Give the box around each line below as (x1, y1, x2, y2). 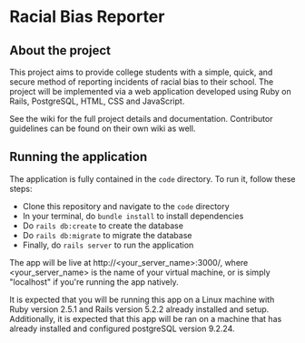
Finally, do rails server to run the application (22, 239, 194, 250)
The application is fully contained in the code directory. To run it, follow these (9, 173, 296, 184)
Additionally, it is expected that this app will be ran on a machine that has (9, 313, 282, 324)
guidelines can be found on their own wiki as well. (9, 123, 196, 134)
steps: (9, 183, 33, 194)
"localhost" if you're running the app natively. (9, 276, 179, 288)
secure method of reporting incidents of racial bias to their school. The (9, 76, 274, 87)
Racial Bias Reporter (9, 6, 165, 27)
